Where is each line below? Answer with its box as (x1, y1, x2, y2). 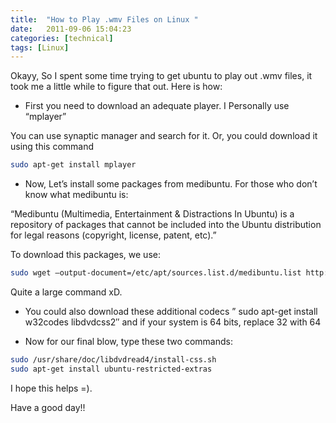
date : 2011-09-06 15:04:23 (10, 24, 132, 34)
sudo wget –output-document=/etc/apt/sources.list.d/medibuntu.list (10, 268, 302, 278)
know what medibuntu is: (24, 189, 129, 201)
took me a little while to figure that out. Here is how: (10, 81, 223, 93)
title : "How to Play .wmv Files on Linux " (10, 14, 199, 25)
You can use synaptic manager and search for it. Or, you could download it (10, 130, 318, 142)
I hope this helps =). (10, 382, 93, 394)
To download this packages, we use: (10, 249, 161, 261)
